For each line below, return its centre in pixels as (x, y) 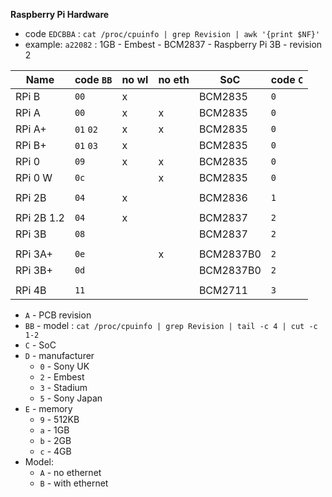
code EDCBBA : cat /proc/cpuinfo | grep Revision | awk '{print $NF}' (172, 33)
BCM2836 (223, 197)
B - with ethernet (74, 483)
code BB (93, 79)
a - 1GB (54, 430)
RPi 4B (31, 290)
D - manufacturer (59, 355)
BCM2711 (223, 290)
